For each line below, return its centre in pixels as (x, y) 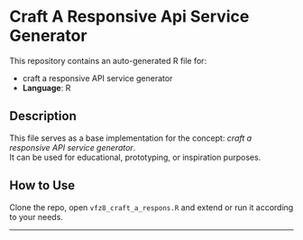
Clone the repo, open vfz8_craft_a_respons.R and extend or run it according (151, 207)
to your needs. (36, 217)
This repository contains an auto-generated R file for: (108, 60)
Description (43, 116)
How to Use (42, 185)
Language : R (46, 88)
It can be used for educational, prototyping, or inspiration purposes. (135, 157)
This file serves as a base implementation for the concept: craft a (131, 138)
